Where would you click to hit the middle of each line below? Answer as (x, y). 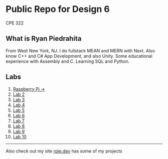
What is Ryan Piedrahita (44, 39)
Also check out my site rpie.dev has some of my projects (64, 151)
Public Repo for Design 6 (58, 9)
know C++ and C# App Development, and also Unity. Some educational (79, 56)
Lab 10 (20, 137)
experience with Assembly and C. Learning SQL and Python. (68, 61)
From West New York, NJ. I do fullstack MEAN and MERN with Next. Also (80, 50)
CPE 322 (15, 23)
